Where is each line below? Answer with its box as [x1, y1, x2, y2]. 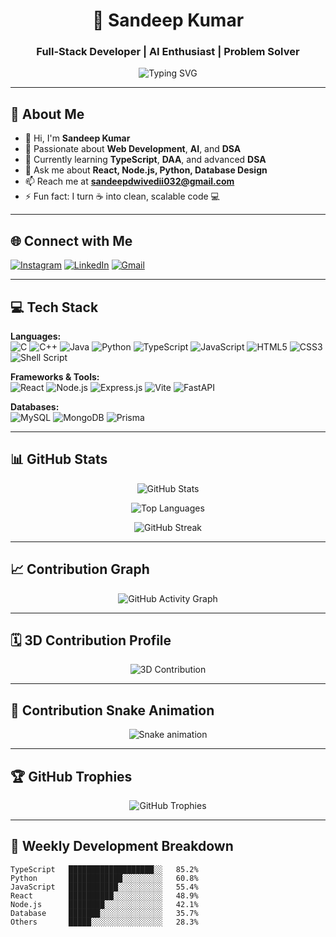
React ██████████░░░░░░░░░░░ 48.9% [10, 890, 199, 901]
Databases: [10, 400, 60, 413]
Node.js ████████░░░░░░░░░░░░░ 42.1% [10, 899, 199, 909]
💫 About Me [10, 105, 85, 123]
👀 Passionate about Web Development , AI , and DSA [24, 143, 242, 155]
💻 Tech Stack [10, 299, 99, 316]
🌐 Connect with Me [10, 232, 133, 249]
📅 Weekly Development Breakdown [10, 838, 234, 855]
